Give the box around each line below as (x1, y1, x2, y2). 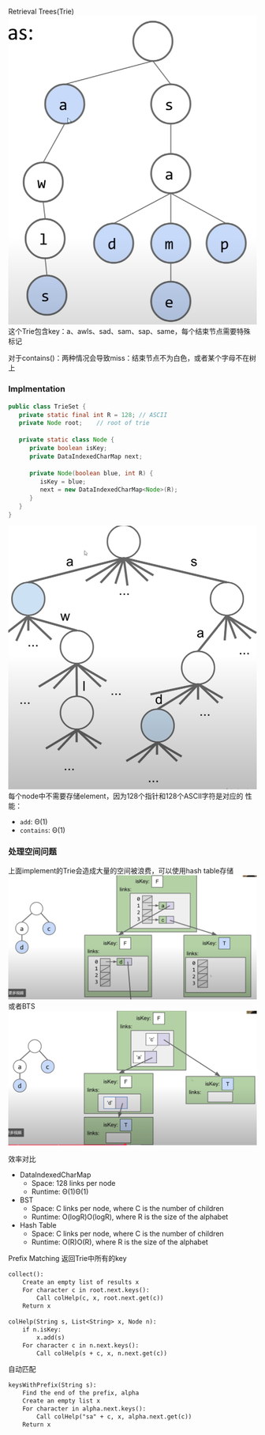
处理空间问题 (8, 846, 58, 858)
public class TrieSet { (8, 403, 87, 411)
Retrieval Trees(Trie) (8, 7, 75, 16)
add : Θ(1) (19, 816, 48, 826)
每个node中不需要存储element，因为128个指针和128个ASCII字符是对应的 (8, 791, 244, 801)
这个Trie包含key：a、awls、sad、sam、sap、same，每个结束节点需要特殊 (8, 327, 251, 336)
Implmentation (8, 384, 65, 395)
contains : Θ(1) (19, 825, 65, 835)
